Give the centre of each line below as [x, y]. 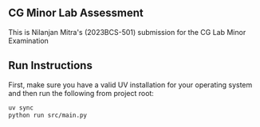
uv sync [21, 108]
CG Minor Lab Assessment [76, 13]
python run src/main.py [48, 115]
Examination [29, 40]
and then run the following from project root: [81, 93]
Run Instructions [51, 65]
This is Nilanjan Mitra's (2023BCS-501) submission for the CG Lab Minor [127, 32]
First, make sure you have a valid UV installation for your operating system [130, 85]
